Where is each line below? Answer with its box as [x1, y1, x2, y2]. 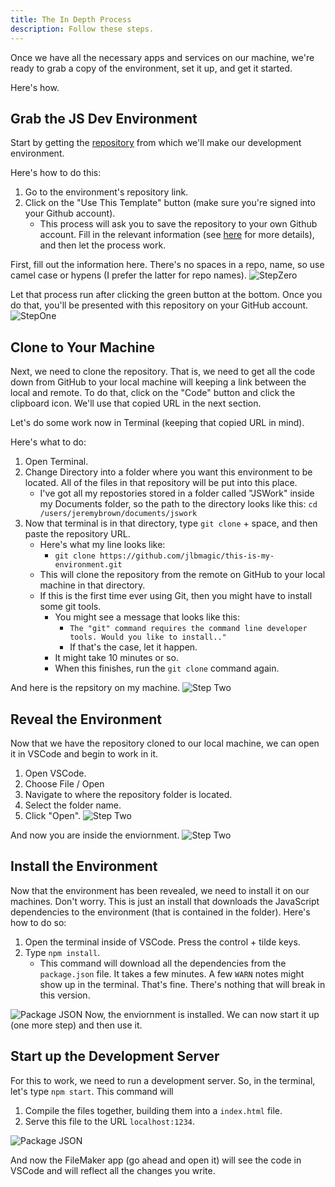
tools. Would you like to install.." [69, 632, 227, 643]
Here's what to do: [10, 436, 87, 448]
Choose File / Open [24, 777, 105, 790]
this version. [39, 989, 91, 1001]
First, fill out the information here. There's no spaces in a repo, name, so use [10, 259, 325, 271]
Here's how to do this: [10, 167, 102, 179]
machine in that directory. [39, 579, 146, 591]
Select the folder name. [24, 799, 122, 811]
